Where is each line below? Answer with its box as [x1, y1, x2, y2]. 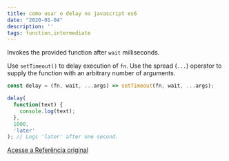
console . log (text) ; [19, 108, 76, 115]
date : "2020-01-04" [7, 17, 63, 23]
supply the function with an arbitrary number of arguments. [7, 69, 176, 77]
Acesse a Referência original [7, 146, 88, 154]
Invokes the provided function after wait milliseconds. [7, 48, 160, 57]
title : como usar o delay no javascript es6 [7, 10, 137, 17]
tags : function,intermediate [7, 29, 91, 37]
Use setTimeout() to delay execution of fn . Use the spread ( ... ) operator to [7, 61, 222, 70]
